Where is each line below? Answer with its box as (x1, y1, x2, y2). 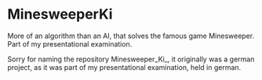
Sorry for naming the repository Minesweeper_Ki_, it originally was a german (7, 54, 255, 64)
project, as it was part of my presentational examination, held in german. (7, 62, 242, 71)
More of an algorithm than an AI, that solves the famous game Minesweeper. (7, 31, 255, 40)
